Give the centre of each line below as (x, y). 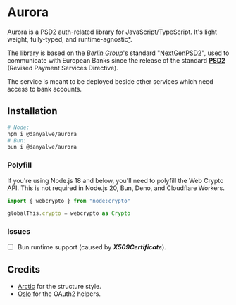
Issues (19, 232)
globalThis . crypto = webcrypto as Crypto (69, 213)
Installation (32, 111)
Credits (24, 269)
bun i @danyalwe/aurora (42, 147)
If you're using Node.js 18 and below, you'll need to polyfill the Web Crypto (116, 180)
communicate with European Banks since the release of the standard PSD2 (116, 60)
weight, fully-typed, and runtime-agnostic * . (70, 39)
